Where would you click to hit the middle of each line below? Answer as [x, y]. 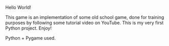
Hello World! [18, 7]
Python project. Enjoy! [29, 28]
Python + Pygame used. [31, 38]
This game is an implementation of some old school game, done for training [85, 17]
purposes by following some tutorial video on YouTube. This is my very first [84, 23]
